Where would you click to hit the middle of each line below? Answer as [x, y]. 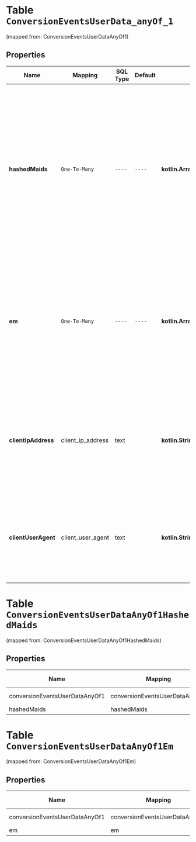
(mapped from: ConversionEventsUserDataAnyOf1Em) [71, 761]
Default [145, 75]
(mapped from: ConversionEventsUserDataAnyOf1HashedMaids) [84, 640]
